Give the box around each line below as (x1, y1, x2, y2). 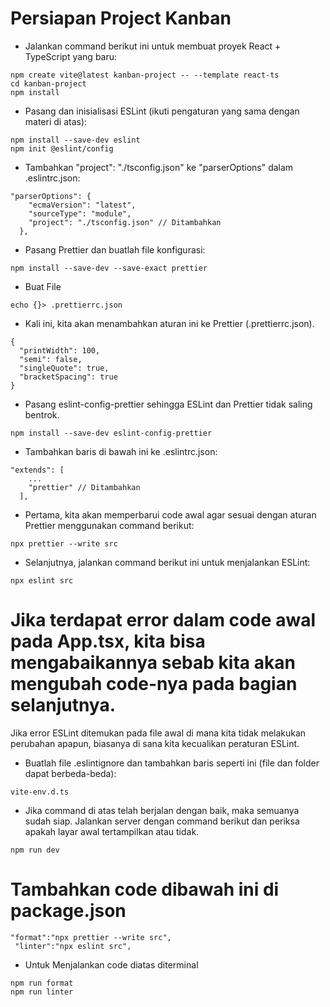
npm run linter (10, 987, 74, 997)
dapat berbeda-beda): (24, 767, 117, 779)
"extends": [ (10, 465, 65, 475)
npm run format (10, 978, 74, 988)
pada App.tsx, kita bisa (10, 630, 206, 653)
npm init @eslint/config (10, 143, 114, 154)
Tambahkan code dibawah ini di (10, 878, 280, 901)
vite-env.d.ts (10, 787, 70, 797)
